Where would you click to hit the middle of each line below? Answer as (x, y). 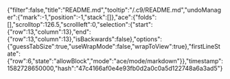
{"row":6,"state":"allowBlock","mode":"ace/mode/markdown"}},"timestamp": (115, 61)
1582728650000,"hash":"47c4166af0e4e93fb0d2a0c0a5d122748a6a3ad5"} (115, 68)
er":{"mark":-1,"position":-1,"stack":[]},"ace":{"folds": (82, 17)
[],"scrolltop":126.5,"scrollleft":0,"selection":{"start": (80, 24)
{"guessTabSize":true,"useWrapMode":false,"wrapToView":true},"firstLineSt (114, 46)
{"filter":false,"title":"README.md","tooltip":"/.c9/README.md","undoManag (114, 10)
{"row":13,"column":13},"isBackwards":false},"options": (85, 39)
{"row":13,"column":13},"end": (49, 32)
